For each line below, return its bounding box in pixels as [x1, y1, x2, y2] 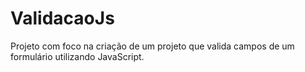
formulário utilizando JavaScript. [10, 50, 145, 62]
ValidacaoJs [10, 7, 115, 30]
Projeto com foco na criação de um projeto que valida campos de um [10, 40, 295, 52]
